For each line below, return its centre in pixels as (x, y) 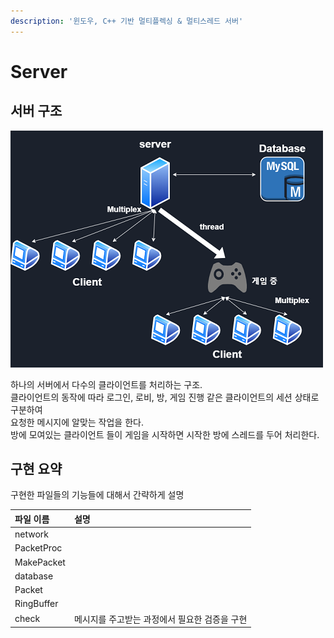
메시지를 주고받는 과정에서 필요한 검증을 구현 (160, 619)
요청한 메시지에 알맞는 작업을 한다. (77, 422)
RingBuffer (36, 604)
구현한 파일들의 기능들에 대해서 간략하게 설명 (97, 495)
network (31, 534)
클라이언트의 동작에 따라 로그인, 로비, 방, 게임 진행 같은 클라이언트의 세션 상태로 (165, 397)
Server (39, 71)
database (34, 576)
